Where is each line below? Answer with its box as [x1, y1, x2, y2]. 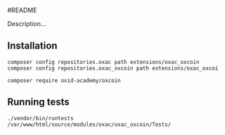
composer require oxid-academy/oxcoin [7, 77, 121, 84]
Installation [7, 40, 58, 52]
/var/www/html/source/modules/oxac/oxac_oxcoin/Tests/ [7, 121, 172, 128]
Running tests [7, 96, 70, 108]
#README [7, 6, 37, 14]
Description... [7, 20, 46, 27]
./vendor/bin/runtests [7, 115, 74, 122]
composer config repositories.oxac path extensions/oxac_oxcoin [7, 58, 200, 65]
